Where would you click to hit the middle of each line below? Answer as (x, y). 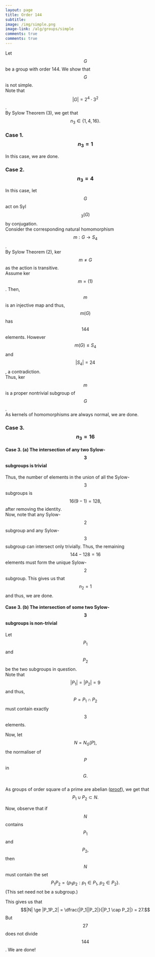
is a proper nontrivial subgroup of (40, 393)
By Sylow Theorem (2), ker (33, 252)
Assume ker (18, 274)
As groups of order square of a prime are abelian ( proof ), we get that (77, 789)
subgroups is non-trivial (31, 623)
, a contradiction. (23, 372)
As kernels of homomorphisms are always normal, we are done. (72, 414)
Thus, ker (15, 377)
